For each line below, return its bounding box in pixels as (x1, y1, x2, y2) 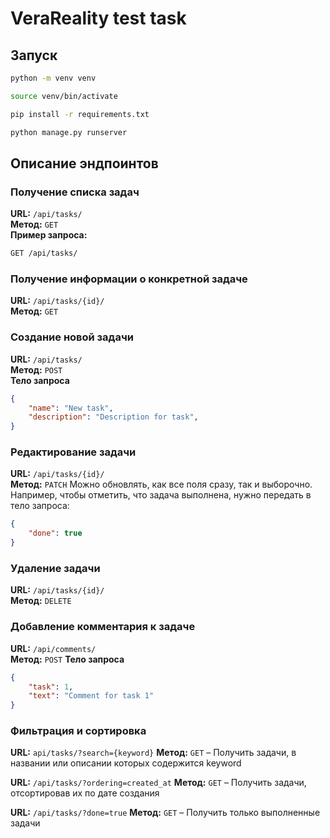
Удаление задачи (10, 562, 101, 575)
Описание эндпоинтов (10, 155, 159, 172)
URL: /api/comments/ (10, 642, 97, 654)
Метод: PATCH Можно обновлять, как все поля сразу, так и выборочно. (10, 478, 313, 491)
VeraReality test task (10, 7, 187, 30)
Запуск (10, 47, 58, 64)
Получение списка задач (10, 185, 140, 199)
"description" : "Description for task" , (28, 412, 199, 422)
